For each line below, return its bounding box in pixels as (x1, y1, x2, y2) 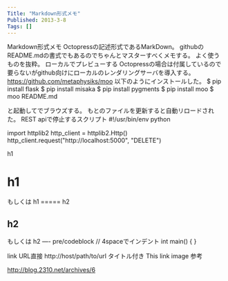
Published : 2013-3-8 (7, 17, 67, 23)
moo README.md (7, 93, 58, 101)
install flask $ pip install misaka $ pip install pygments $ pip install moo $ (7, 85, 214, 93)
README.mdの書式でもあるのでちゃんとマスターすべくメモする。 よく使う (7, 51, 220, 59)
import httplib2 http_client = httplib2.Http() (7, 129, 128, 137)
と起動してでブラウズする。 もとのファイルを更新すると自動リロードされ (7, 106, 215, 115)
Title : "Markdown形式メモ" (7, 10, 81, 17)
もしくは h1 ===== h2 (7, 197, 70, 206)
